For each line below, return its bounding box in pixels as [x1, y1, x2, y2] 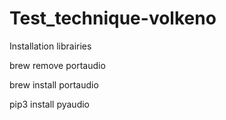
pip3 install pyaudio [9, 98, 90, 110]
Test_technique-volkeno [9, 7, 217, 30]
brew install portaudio [9, 78, 99, 91]
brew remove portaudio [9, 59, 106, 71]
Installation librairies [9, 40, 92, 52]
